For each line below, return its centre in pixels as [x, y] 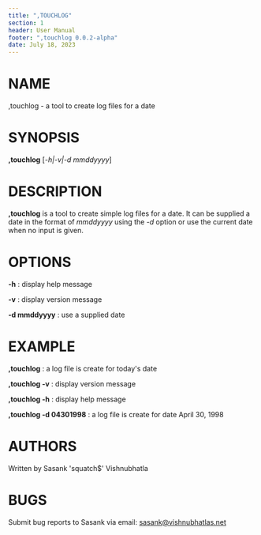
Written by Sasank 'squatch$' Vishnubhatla [78, 468]
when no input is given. [46, 230]
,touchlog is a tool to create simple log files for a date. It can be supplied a [129, 213]
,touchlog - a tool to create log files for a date [82, 106]
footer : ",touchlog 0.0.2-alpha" [63, 38]
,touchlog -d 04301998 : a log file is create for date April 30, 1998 [116, 414]
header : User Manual [42, 30]
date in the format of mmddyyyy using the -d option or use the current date [130, 221]
